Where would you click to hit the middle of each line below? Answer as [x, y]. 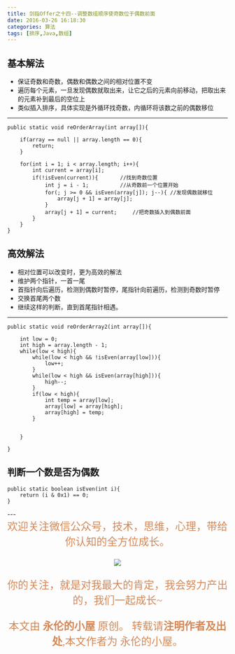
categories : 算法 [31, 27]
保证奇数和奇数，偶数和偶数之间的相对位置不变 [85, 82]
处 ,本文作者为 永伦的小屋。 [117, 641]
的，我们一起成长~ [117, 600]
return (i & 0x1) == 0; [55, 495]
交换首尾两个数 [39, 298]
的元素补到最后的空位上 [51, 99]
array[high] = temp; [74, 412]
